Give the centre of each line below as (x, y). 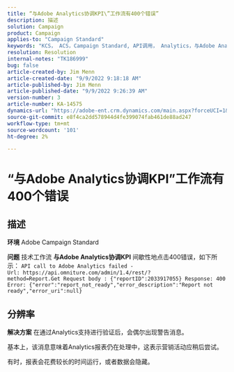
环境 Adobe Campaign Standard (53, 242)
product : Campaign (34, 33)
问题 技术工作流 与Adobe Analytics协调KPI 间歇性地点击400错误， (103, 257)
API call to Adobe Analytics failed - (77, 266)
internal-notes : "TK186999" (48, 59)
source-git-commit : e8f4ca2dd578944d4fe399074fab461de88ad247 (99, 117)
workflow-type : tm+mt (39, 123)
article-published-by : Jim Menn (54, 85)
